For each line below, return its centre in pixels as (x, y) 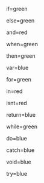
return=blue (21, 115)
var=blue (17, 67)
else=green (20, 20)
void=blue (19, 162)
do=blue (17, 138)
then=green (21, 56)
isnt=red (17, 103)
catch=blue (20, 150)
